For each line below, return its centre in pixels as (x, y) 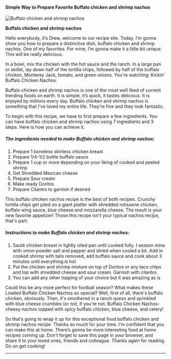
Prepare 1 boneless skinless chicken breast (58, 152)
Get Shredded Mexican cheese (45, 173)
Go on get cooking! (25, 346)
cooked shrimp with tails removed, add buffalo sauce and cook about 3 (87, 256)
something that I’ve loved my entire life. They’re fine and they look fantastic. (85, 106)
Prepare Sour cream (34, 178)
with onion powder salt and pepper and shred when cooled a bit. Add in (88, 251)
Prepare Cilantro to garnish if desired (51, 189)
